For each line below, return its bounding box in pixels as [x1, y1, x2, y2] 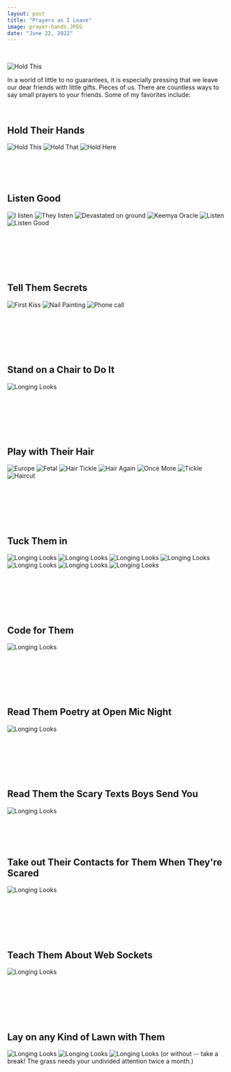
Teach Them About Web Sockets [7, 949, 153, 961]
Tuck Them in [7, 535, 68, 547]
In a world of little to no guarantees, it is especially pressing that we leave [7, 76, 218, 84]
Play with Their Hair [7, 446, 95, 458]
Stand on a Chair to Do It [7, 364, 115, 376]
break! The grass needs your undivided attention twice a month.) [7, 1057, 194, 1065]
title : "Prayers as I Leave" [7, 17, 92, 24]
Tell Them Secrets [7, 282, 88, 294]
